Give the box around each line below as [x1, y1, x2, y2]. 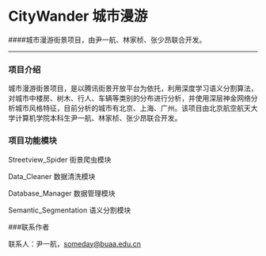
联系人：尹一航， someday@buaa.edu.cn [8, 239, 141, 248]
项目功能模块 [8, 136, 58, 147]
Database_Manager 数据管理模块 [8, 188, 116, 198]
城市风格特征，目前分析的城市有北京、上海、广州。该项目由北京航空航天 [14, 104, 251, 113]
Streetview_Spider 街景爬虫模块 [8, 155, 112, 164]
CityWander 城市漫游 [8, 7, 148, 25]
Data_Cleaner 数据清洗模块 [8, 171, 96, 181]
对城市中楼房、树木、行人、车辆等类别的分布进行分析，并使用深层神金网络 [8, 94, 251, 103]
